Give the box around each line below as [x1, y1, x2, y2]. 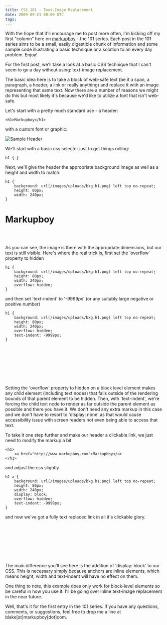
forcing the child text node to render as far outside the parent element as [5, 401, 155, 407]
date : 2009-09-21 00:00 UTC [5, 12, 64, 17]
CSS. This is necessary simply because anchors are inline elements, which [5, 568, 159, 574]
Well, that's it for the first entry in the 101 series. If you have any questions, [5, 603, 159, 609]
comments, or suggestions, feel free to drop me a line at [5, 609, 121, 615]
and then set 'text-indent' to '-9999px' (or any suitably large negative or [5, 296, 154, 302]
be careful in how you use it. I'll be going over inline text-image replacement [5, 588, 162, 594]
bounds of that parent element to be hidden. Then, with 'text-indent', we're [5, 395, 159, 402]
